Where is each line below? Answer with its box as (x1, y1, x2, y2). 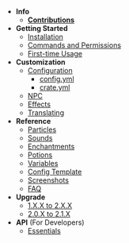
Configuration (27, 66, 73, 75)
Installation (27, 32, 63, 41)
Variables (27, 159, 59, 168)
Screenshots (27, 175, 70, 185)
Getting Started (15, 24, 69, 33)
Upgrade (15, 192, 46, 202)
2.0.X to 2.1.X (27, 210, 71, 218)
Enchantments (27, 142, 75, 151)
